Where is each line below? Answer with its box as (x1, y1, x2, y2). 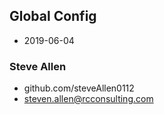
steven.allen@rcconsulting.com (23, 93, 154, 105)
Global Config (9, 8, 97, 25)
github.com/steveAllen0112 (23, 82, 135, 94)
